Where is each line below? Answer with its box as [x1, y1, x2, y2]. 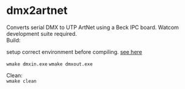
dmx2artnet [6, 4, 68, 18]
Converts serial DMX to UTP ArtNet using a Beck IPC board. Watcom [6, 24, 179, 31]
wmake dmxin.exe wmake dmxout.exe [6, 61, 93, 67]
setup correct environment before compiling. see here [6, 48, 142, 55]
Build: [6, 36, 21, 44]
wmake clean [6, 78, 37, 84]
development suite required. [6, 30, 78, 37]
